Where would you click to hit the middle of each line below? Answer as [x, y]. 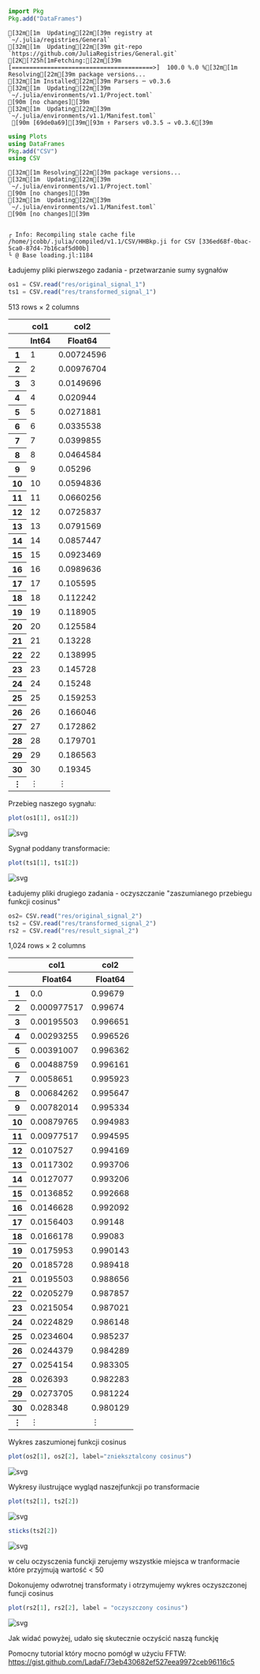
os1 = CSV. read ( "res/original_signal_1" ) [77, 285]
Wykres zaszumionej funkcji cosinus [67, 1442]
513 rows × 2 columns [44, 307]
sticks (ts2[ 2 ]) [33, 1531]
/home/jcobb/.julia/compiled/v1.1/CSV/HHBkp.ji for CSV [102, 242]
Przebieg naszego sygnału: [52, 803]
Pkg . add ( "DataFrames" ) [45, 19]
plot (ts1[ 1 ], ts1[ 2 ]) [44, 863]
